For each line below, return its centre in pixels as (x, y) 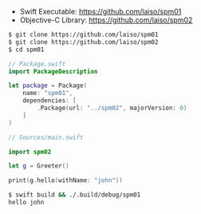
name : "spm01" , (48, 93)
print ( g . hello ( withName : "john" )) (66, 180)
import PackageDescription (53, 71)
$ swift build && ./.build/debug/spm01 (75, 195)
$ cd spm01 (26, 50)
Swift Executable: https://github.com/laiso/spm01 (100, 12)
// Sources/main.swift (46, 137)
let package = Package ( (48, 86)
